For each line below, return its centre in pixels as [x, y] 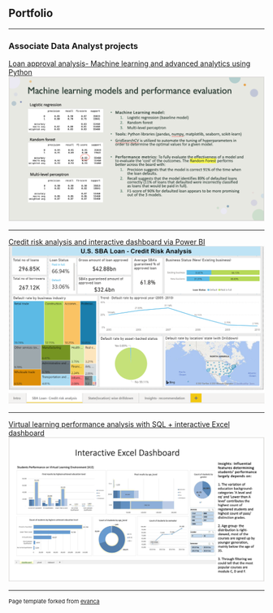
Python [20, 72]
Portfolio [31, 13]
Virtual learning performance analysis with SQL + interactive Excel [119, 424]
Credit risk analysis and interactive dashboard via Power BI [107, 242]
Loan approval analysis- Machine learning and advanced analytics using [130, 63]
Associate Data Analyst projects [73, 46]
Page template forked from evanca [54, 601]
